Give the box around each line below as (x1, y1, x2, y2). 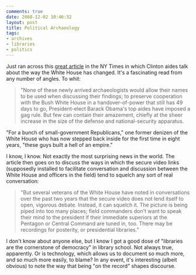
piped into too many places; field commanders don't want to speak (20, 207, 182, 214)
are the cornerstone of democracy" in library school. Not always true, (6, 243, 174, 250)
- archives (6, 36, 33, 42)
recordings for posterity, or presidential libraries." (20, 226, 139, 233)
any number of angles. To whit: (6, 75, 81, 82)
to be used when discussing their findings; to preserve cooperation (20, 92, 183, 99)
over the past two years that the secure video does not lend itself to (20, 195, 184, 202)
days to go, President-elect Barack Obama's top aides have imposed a (20, 105, 191, 112)
